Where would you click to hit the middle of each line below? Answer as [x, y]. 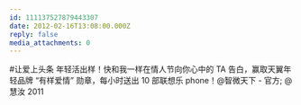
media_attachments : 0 [50, 43]
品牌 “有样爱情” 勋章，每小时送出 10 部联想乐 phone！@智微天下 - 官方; [150, 81]
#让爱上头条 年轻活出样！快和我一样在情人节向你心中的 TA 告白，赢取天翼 [146, 69]
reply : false [34, 34]
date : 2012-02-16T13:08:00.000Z [70, 26]
